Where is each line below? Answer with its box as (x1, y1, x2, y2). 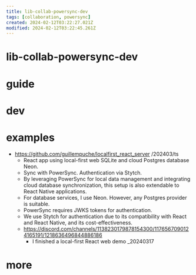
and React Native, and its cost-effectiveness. (23, 219, 132, 226)
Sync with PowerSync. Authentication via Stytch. (23, 169, 142, 176)
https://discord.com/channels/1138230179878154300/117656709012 (23, 225, 190, 232)
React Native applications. (23, 187, 87, 194)
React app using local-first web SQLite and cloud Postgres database (23, 156, 190, 163)
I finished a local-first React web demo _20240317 (32, 237, 154, 244)
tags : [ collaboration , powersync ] (6, 14, 91, 20)
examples (6, 131, 55, 144)
